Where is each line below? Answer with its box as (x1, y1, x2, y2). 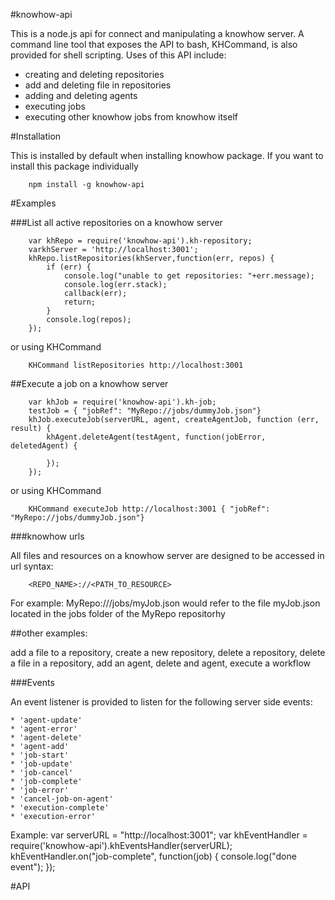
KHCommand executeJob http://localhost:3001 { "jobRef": (28, 504, 271, 514)
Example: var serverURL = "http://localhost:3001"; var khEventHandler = (10, 829, 308, 841)
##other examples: (10, 627, 88, 639)
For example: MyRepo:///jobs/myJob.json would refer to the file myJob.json (10, 597, 321, 609)
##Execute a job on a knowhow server (10, 378, 169, 389)
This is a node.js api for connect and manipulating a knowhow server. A (10, 28, 305, 39)
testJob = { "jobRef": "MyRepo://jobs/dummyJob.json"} (28, 406, 262, 416)
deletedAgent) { (10, 441, 78, 451)
